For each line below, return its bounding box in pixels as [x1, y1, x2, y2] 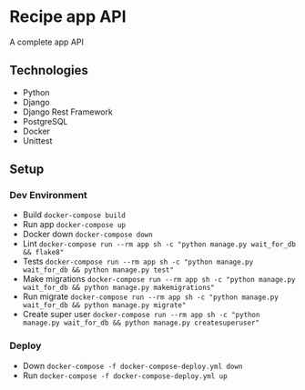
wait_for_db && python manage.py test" [22, 265, 175, 275]
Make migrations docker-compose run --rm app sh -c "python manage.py [22, 274, 296, 285]
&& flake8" [22, 248, 65, 257]
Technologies [9, 63, 89, 78]
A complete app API [9, 36, 85, 47]
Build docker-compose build [22, 209, 126, 220]
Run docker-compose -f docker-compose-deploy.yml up [22, 370, 228, 381]
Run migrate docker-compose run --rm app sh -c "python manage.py [22, 291, 280, 302]
